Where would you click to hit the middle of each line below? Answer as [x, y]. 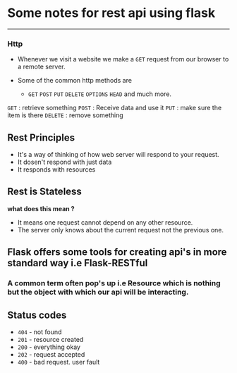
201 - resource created [50, 339]
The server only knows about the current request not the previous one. [121, 230]
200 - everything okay [49, 347]
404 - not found [39, 332]
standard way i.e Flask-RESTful [78, 263]
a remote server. [41, 67]
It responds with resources [56, 170]
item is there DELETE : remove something [65, 115]
